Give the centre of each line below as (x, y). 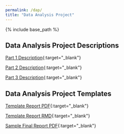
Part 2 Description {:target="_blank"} (44, 68)
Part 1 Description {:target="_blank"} (43, 58)
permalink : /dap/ (24, 10)
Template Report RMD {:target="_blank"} (48, 116)
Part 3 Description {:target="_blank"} (44, 78)
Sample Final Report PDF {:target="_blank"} (51, 126)
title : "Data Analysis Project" (40, 15)
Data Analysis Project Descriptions (62, 45)
